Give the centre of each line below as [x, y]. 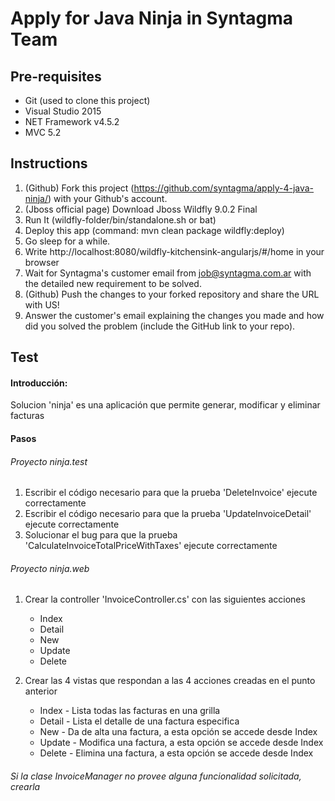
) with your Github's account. [108, 198]
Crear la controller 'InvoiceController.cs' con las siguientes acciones [165, 599]
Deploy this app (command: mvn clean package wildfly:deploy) [154, 230]
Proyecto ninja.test [49, 461]
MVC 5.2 [43, 132]
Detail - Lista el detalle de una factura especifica [139, 721]
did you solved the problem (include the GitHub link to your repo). [160, 326]
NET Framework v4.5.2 [72, 121]
